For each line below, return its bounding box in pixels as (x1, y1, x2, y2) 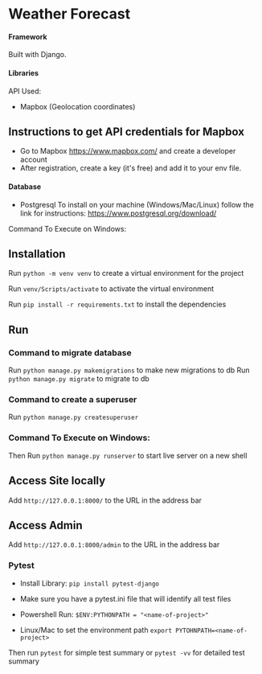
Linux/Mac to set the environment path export (19, 625, 173, 635)
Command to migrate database (8, 347, 132, 358)
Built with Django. (8, 50, 67, 60)
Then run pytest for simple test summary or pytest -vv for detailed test (8, 647, 245, 657)
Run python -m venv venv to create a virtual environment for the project (8, 269, 244, 278)
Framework (8, 31, 47, 41)
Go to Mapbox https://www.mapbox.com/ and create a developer (19, 146, 236, 156)
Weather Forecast (8, 5, 131, 23)
